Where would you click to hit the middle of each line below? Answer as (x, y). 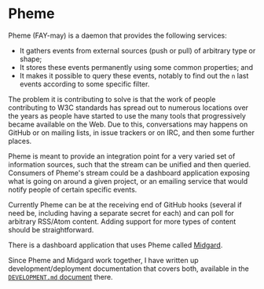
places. (20, 141)
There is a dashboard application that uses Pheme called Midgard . (115, 245)
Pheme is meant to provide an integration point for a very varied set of (122, 156)
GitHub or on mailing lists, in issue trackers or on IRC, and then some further (132, 132)
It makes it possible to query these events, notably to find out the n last (134, 75)
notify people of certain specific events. (73, 189)
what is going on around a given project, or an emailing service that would (128, 181)
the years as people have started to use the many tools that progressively (127, 115)
